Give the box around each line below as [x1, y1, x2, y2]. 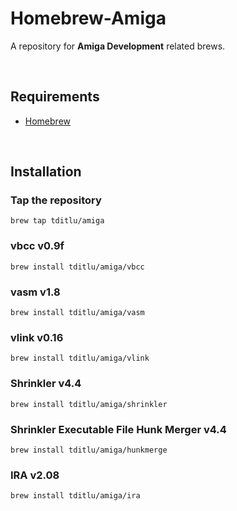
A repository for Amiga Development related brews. [10, 40, 226, 52]
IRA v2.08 [10, 468, 60, 482]
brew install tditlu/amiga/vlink [10, 353, 150, 364]
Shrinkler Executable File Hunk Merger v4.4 [10, 422, 227, 436]
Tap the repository [10, 193, 102, 207]
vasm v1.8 [10, 285, 61, 299]
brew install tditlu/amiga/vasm [10, 308, 145, 318]
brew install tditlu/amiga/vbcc [10, 262, 145, 272]
